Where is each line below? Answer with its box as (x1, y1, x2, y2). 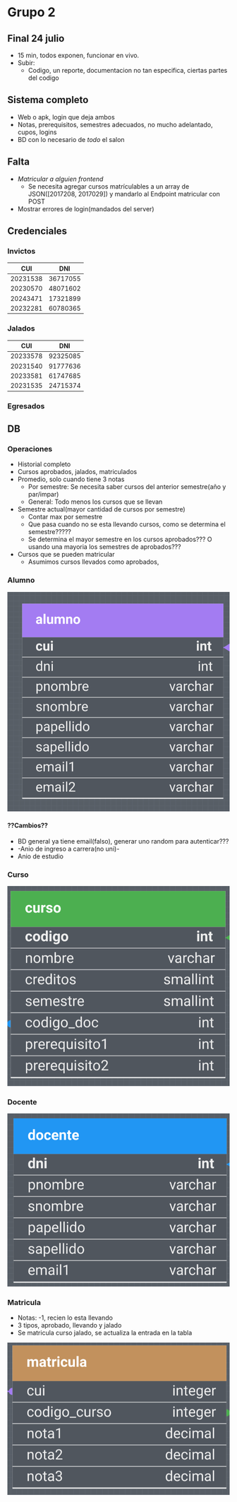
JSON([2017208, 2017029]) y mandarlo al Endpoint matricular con (28, 189, 221, 198)
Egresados (7, 401, 45, 410)
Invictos (7, 246, 36, 256)
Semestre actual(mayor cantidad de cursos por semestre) (17, 505, 186, 514)
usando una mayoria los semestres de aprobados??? (28, 543, 181, 551)
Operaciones (7, 444, 53, 454)
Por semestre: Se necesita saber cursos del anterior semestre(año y (28, 483, 226, 491)
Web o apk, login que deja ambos (17, 112, 115, 121)
